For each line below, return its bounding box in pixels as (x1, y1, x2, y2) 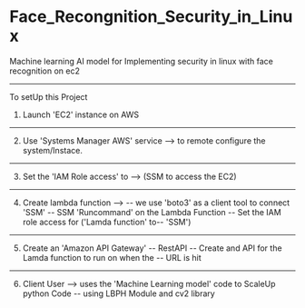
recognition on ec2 (9, 65, 80, 76)
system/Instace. (22, 144, 84, 155)
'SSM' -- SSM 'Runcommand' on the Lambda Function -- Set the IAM (22, 206, 281, 217)
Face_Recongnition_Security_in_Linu (9, 6, 293, 27)
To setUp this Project (9, 91, 88, 102)
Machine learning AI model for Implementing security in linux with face (9, 55, 274, 66)
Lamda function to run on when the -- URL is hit (22, 252, 202, 263)
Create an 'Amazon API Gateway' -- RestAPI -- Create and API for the (22, 243, 283, 253)
